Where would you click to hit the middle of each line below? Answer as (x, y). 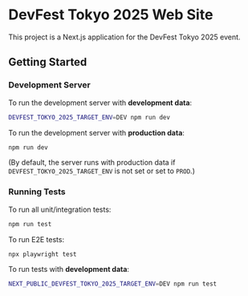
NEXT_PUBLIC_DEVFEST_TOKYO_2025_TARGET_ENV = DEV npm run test (113, 284)
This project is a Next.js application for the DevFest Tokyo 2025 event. (124, 37)
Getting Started (48, 62)
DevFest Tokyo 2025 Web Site (111, 15)
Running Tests (37, 192)
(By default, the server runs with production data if (92, 163)
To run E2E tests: (37, 239)
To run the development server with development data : (100, 103)
